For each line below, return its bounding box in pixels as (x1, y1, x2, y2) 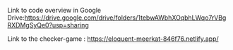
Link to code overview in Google (7, 6, 101, 14)
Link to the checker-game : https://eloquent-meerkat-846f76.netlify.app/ (7, 35, 219, 43)
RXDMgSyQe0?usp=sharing (7, 21, 90, 29)
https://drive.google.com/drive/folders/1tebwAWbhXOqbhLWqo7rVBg (24, 13, 227, 22)
